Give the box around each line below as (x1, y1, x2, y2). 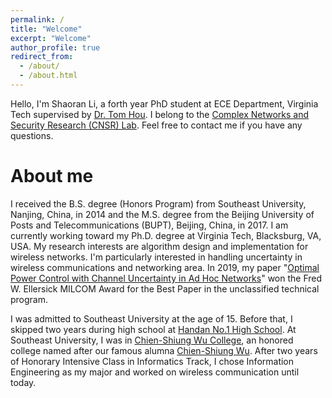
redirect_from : (10, 52, 74, 62)
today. (10, 376, 37, 388)
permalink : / (10, 14, 65, 25)
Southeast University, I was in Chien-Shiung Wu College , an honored (10, 334, 294, 346)
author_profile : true (10, 42, 101, 53)
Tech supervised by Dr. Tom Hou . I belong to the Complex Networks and (10, 108, 310, 120)
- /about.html (19, 71, 78, 81)
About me (10, 165, 94, 188)
